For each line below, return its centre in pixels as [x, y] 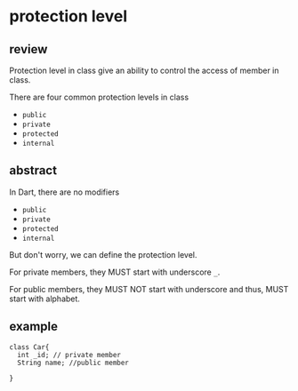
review [28, 49]
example [34, 327]
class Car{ [29, 347]
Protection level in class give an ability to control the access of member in [144, 70]
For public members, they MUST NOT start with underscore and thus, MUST [149, 289]
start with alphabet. [44, 299]
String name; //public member [73, 363]
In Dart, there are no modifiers [64, 192]
